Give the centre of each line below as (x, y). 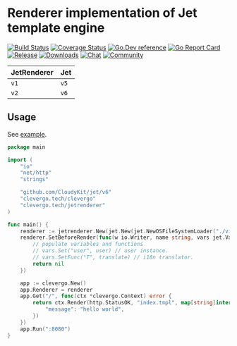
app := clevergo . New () (53, 283)
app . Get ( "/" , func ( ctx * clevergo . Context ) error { (96, 296)
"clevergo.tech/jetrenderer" (63, 205)
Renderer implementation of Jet (102, 13)
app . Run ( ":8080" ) (45, 329)
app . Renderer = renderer (56, 290)
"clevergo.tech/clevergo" (58, 199)
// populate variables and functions (88, 245)
